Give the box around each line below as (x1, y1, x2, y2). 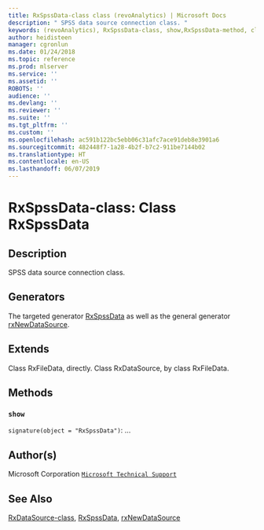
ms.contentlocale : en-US (8, 158, 90, 166)
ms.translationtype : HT (8, 150, 86, 158)
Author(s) (8, 448, 57, 462)
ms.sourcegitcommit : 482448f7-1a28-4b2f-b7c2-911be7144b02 (8, 143, 206, 151)
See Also (8, 492, 53, 506)
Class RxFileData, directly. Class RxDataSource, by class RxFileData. (8, 363, 229, 373)
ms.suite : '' (8, 114, 51, 122)
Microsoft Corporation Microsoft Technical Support (8, 469, 177, 479)
